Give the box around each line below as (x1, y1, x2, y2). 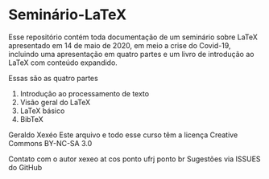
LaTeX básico (19, 106, 65, 116)
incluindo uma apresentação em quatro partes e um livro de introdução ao (8, 49, 255, 59)
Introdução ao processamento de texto (19, 88, 150, 98)
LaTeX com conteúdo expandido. (8, 58, 118, 67)
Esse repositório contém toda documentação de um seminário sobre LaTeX (8, 32, 258, 42)
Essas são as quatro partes (8, 73, 98, 83)
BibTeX (19, 114, 44, 124)
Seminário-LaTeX (8, 6, 127, 24)
